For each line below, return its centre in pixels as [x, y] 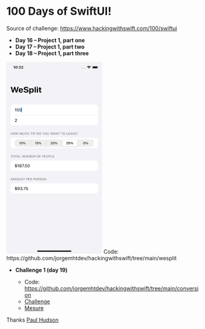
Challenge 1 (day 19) [41, 270]
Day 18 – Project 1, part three [52, 53]
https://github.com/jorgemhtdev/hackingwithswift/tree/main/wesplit [91, 258]
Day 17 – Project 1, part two [50, 47]
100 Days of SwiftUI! [59, 11]
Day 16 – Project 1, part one [50, 40]
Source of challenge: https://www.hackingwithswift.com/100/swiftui [92, 28]
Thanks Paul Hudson [33, 320]
